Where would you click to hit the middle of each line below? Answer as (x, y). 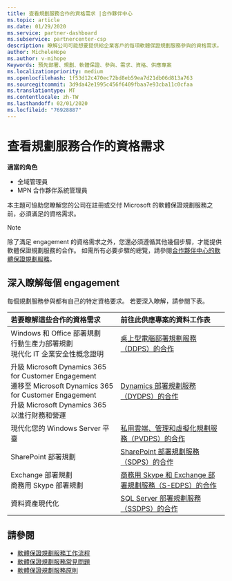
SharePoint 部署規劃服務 (160, 452)
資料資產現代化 (35, 504)
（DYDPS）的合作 (149, 396)
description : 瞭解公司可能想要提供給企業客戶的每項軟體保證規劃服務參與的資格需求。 (115, 46)
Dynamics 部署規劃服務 (158, 386)
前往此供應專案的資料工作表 (165, 320)
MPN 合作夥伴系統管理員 (52, 190)
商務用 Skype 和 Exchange (163, 474)
